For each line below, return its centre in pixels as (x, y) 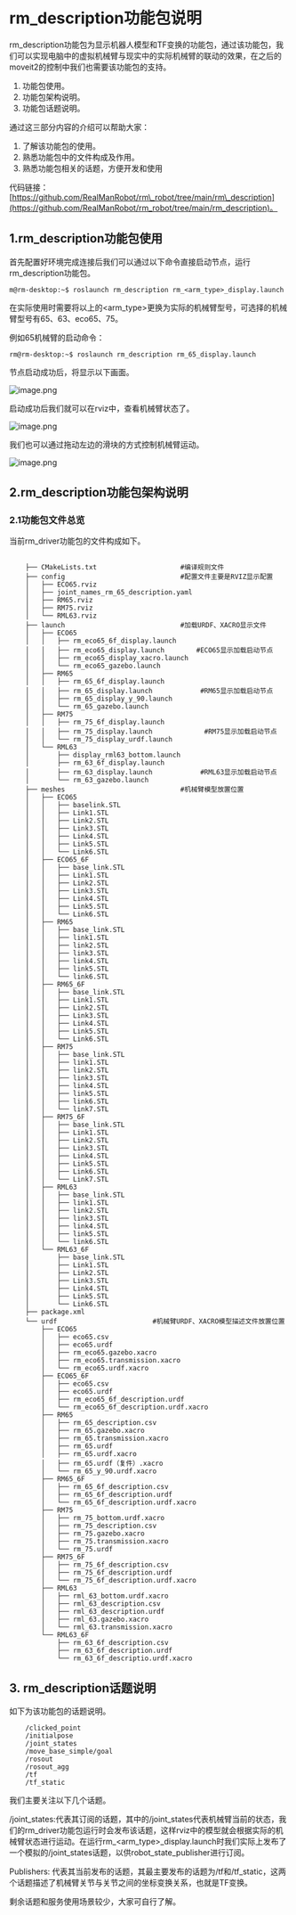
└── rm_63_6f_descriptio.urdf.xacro (124, 1658)
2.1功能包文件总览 (47, 520)
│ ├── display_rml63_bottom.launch (103, 755)
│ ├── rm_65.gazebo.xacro (93, 1431)
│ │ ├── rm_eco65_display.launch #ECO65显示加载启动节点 (149, 651)
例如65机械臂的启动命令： (57, 337)
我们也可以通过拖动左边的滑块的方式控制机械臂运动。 (107, 444)
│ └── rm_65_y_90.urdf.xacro (99, 1471)
